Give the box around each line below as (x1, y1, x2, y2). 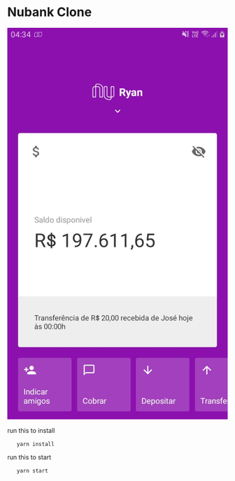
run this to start (7, 452, 52, 461)
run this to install (7, 426, 55, 434)
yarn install (16, 440, 55, 447)
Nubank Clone (7, 4, 92, 20)
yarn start (16, 467, 49, 474)
